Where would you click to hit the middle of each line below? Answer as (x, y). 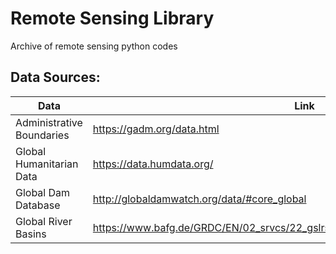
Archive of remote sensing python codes (94, 46)
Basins (31, 234)
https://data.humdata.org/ (153, 164)
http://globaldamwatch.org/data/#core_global (199, 199)
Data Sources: (55, 77)
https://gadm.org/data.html (156, 129)
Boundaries (42, 135)
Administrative (49, 122)
